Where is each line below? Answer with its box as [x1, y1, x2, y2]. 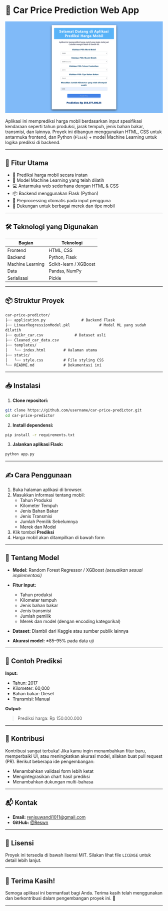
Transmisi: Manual [12, 696, 50, 702]
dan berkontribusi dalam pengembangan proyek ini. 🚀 [5, 895, 116, 901]
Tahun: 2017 [12, 680, 38, 686]
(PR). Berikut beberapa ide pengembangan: [5, 758, 95, 764]
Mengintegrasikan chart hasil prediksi [12, 773, 90, 779]
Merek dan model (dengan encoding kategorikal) [19, 618, 121, 624]
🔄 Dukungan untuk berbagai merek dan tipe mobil [12, 203, 115, 209]
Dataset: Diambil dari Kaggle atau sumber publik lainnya [12, 628, 129, 634]
